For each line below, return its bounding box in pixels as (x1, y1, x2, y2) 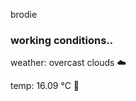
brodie (10, 9, 38, 20)
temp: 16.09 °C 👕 (10, 80, 80, 92)
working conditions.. (10, 33, 114, 47)
